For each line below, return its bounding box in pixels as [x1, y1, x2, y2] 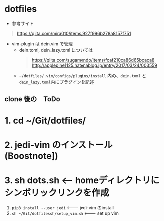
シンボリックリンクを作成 [4, 187, 110, 198]
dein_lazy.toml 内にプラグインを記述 [19, 79, 94, 85]
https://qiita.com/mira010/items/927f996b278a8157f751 [16, 30, 131, 36]
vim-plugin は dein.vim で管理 [11, 41, 73, 47]
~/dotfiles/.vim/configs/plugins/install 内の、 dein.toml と [19, 72, 147, 78]
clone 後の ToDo [4, 95, 60, 103]
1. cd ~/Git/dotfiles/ [4, 115, 86, 126]
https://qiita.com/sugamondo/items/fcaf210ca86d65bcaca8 [31, 57, 155, 63]
